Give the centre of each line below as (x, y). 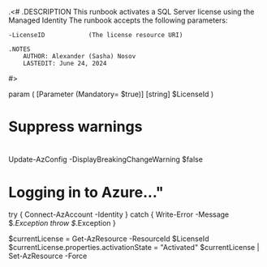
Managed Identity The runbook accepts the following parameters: (118, 20)
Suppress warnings (75, 127)
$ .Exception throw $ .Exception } (62, 223)
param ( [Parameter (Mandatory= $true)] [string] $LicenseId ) (111, 94)
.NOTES (19, 49)
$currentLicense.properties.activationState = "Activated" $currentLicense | (134, 248)
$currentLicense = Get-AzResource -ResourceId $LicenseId (109, 239)
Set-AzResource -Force (48, 256)
